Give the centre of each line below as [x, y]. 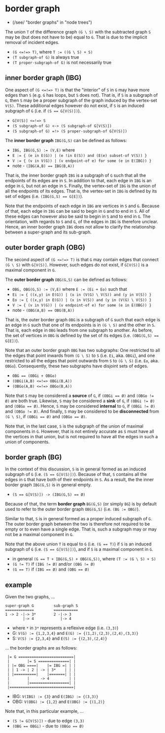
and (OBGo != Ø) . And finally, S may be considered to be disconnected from [82, 411]
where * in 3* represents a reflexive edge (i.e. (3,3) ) [65, 628]
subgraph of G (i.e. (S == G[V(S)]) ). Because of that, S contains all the [76, 474]
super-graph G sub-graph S [42, 606]
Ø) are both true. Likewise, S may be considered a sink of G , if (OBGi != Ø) [80, 401]
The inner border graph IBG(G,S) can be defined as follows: [66, 140]
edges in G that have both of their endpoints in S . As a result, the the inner [80, 480]
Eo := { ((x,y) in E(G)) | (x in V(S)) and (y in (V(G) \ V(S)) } [82, 300]
